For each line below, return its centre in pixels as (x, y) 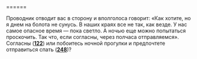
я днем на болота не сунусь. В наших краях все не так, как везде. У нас (96, 24)
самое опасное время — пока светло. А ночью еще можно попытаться (96, 31)
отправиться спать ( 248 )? (39, 50)
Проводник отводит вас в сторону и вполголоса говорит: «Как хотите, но (98, 18)
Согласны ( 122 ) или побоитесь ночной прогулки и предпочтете (86, 43)
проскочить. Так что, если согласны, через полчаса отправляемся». (93, 37)
